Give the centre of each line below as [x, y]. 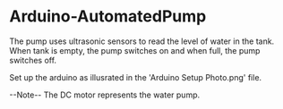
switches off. [33, 60]
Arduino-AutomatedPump [108, 17]
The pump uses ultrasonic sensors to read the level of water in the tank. [142, 41]
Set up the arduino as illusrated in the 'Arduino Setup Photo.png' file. [136, 77]
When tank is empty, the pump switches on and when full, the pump [135, 50]
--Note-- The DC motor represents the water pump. [105, 95]
